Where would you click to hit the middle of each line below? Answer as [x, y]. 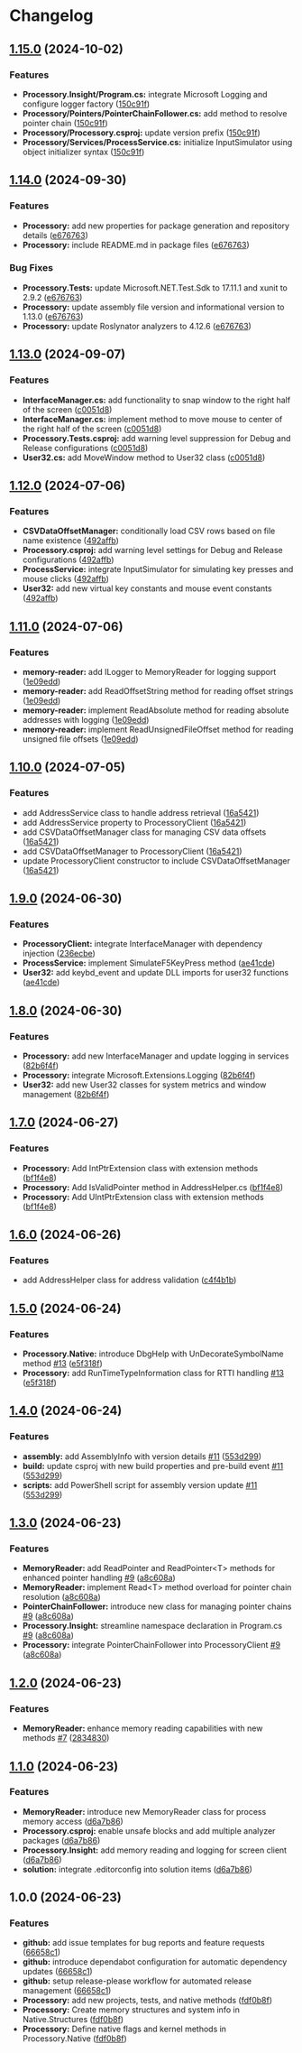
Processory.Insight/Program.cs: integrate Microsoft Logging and [145, 94]
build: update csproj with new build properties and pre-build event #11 [153, 1466]
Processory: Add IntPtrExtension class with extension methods [140, 1168]
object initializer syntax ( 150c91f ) [83, 152]
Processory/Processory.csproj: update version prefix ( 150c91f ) [142, 133]
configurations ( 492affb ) [68, 559]
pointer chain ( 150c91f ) [65, 123]
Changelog [51, 16]
